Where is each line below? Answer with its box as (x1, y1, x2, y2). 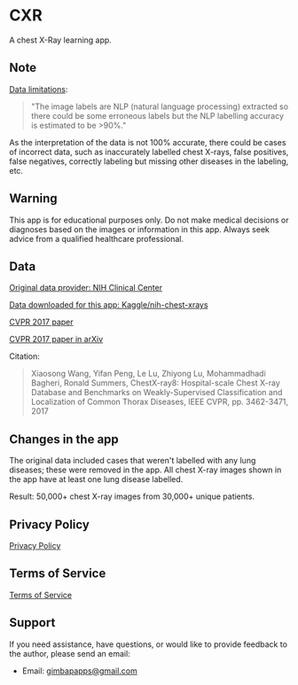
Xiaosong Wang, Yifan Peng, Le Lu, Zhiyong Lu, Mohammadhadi (30, 369, 266, 379)
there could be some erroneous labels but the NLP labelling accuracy (30, 110, 285, 121)
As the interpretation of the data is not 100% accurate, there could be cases (9, 136, 286, 147)
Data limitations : (9, 83, 68, 94)
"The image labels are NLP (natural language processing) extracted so (30, 101, 289, 112)
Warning (9, 191, 58, 206)
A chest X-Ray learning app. (9, 35, 113, 45)
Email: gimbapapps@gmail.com (21, 666, 137, 676)
